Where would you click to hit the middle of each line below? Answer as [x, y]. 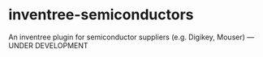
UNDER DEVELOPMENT [48, 45]
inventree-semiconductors [101, 15]
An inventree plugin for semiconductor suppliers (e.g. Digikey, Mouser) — [131, 37]
